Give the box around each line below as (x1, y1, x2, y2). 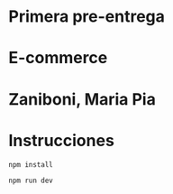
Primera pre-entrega (8, 6, 166, 27)
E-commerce (8, 48, 108, 69)
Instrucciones (8, 130, 114, 151)
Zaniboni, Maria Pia (8, 88, 157, 109)
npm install (8, 160, 53, 169)
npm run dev (8, 176, 53, 185)
